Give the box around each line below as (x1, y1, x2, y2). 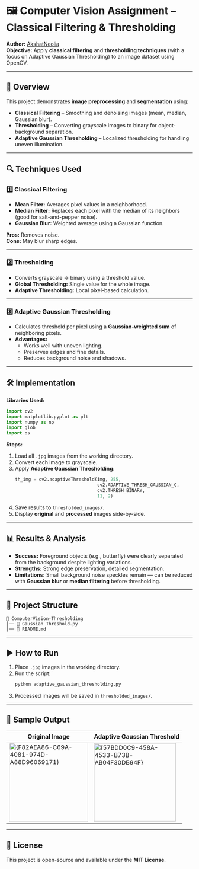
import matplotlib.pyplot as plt (6, 414, 89, 420)
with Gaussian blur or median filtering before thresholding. (14, 577, 161, 584)
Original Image (27, 732, 70, 740)
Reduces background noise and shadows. (23, 354, 126, 362)
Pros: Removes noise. (6, 231, 60, 238)
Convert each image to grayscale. (14, 459, 98, 466)
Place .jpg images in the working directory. (14, 664, 121, 671)
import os (6, 430, 31, 436)
